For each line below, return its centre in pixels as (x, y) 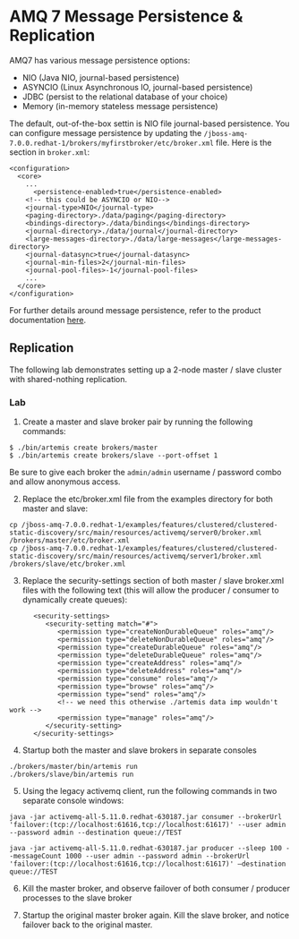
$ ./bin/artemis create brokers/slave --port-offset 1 (114, 456)
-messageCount (36, 857)
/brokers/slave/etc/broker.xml (68, 564)
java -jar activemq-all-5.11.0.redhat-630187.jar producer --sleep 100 (145, 849)
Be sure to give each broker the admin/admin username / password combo (145, 473)
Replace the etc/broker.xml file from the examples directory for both (147, 499)
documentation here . (48, 320)
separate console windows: (73, 801)
